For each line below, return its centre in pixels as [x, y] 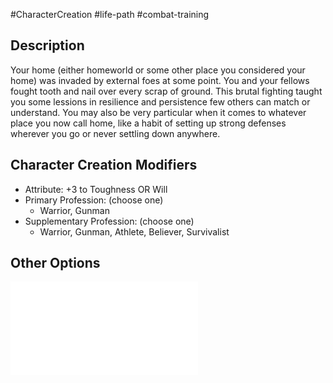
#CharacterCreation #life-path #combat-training [110, 14]
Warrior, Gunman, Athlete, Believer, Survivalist [134, 231]
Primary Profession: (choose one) [94, 200]
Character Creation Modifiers [104, 165]
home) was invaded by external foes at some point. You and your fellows [160, 80]
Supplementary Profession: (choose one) [109, 221]
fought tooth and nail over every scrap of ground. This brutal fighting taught [166, 91]
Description [47, 45]
